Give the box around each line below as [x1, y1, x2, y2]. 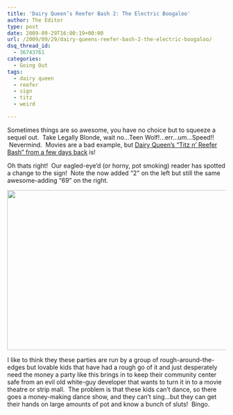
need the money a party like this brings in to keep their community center [7, 370, 217, 379]
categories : [7, 56, 42, 63]
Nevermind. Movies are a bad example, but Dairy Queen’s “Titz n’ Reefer [8, 140, 218, 149]
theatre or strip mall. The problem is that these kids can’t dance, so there [7, 385, 217, 393]
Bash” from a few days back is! [7, 147, 96, 156]
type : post [7, 23, 39, 30]
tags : [7, 68, 23, 75]
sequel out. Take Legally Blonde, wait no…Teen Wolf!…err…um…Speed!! [7, 133, 214, 141]
